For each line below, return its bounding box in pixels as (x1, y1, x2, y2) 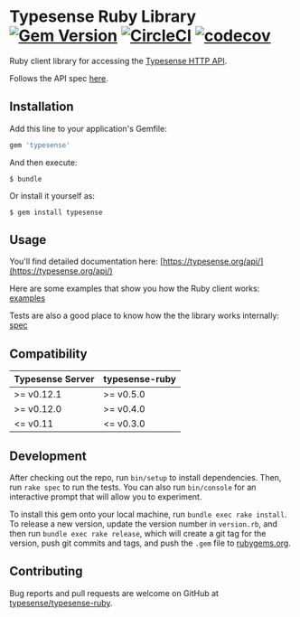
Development (9, 448, 88, 463)
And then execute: (9, 156, 78, 168)
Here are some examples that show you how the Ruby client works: (9, 283, 260, 294)
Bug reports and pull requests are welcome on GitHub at (9, 587, 220, 598)
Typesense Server (14, 373, 95, 386)
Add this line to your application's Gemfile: (9, 123, 167, 134)
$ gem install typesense (9, 208, 103, 217)
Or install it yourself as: (9, 190, 95, 201)
